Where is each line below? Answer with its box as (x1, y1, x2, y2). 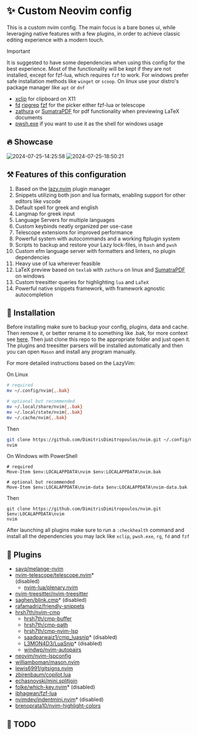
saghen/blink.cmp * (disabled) (15, 596, 87, 604)
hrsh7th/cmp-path (23, 621, 68, 628)
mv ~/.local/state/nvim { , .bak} (6, 409, 83, 415)
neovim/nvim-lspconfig (15, 652, 72, 659)
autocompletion (15, 291, 53, 298)
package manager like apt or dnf (6, 84, 85, 91)
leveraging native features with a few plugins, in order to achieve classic (6, 30, 181, 37)
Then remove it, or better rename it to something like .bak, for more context (6, 330, 188, 337)
